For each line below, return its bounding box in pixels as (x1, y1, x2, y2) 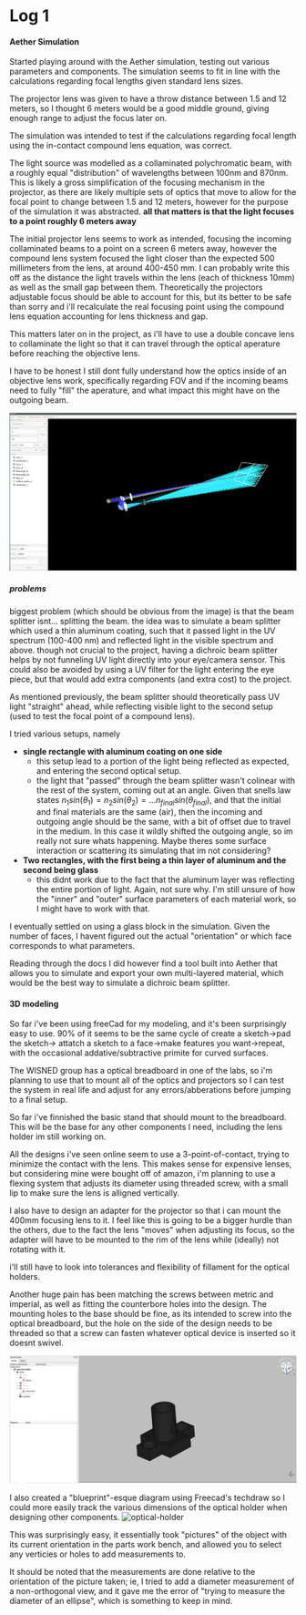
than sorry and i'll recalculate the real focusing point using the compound (9, 302, 285, 313)
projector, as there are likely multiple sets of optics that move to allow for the (9, 187, 297, 198)
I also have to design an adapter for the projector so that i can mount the (9, 1205, 281, 1217)
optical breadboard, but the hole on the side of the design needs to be (9, 1318, 273, 1329)
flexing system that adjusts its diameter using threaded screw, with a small (9, 1178, 289, 1189)
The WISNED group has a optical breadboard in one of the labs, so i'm (9, 1065, 273, 1076)
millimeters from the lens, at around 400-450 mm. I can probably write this (9, 262, 290, 273)
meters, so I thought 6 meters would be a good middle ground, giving (9, 103, 270, 114)
